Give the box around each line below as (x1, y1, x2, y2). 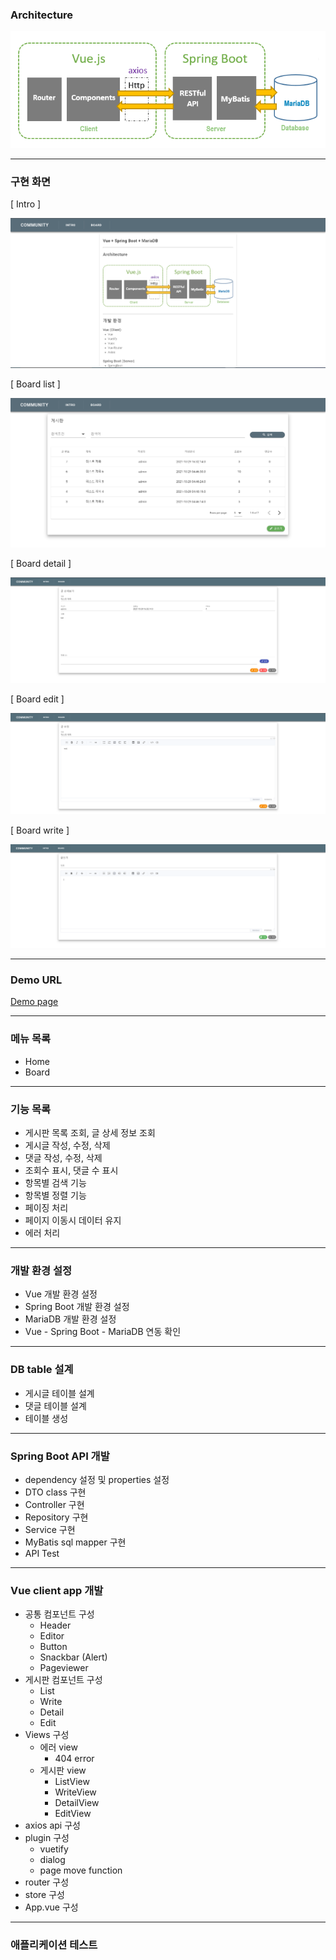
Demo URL (10, 973, 63, 987)
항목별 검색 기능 (24, 1177, 87, 1189)
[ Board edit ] (10, 693, 65, 705)
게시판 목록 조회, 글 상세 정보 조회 (24, 1127, 156, 1139)
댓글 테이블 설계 (24, 1399, 87, 1412)
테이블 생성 (24, 1412, 69, 1424)
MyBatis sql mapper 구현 (24, 1536, 127, 1548)
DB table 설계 (10, 1363, 74, 1377)
